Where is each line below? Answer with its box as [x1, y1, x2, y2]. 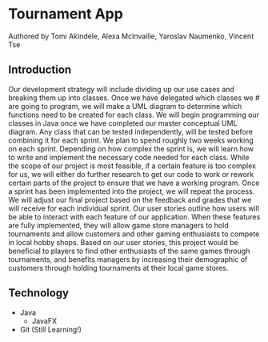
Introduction [8, 63, 72, 77]
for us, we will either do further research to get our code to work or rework [8, 169, 254, 179]
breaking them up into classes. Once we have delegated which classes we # [8, 93, 260, 103]
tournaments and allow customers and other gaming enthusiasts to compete [8, 229, 260, 239]
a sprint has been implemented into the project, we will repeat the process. [8, 186, 255, 196]
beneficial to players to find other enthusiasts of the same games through [8, 246, 250, 255]
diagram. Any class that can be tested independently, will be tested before [8, 127, 254, 136]
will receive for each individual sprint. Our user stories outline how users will [8, 203, 260, 213]
